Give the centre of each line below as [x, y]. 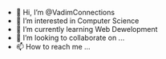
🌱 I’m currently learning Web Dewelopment [87, 29]
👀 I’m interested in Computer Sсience [77, 21]
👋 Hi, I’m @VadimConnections [65, 12]
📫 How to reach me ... [53, 47]
